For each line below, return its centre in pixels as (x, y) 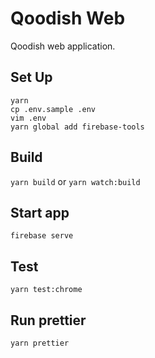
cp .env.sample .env (53, 109)
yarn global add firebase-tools (77, 127)
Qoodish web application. (63, 46)
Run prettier (48, 320)
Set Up (31, 77)
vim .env (28, 118)
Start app (40, 212)
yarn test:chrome (46, 290)
